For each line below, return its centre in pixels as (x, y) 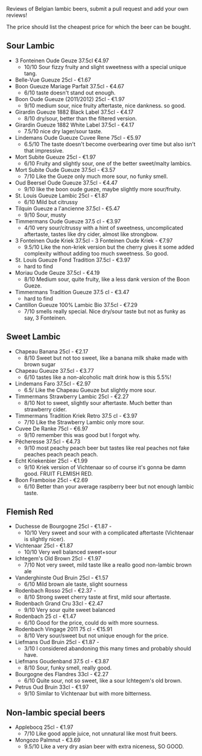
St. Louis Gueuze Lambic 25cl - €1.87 (62, 196)
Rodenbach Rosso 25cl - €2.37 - (55, 591)
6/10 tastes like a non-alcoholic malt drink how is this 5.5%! (98, 377)
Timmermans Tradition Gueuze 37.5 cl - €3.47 (72, 292)
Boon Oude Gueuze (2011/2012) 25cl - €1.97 (70, 99)
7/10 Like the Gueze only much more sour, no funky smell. (96, 176)
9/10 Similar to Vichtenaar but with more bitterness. (88, 694)
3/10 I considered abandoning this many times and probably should (108, 649)
